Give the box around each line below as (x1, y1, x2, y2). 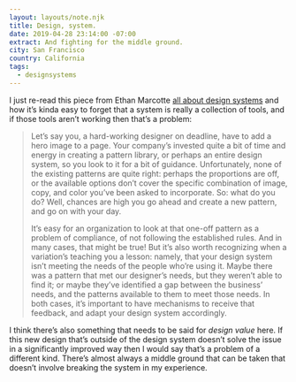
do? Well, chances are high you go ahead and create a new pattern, (30, 196, 277, 207)
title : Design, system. (9, 21, 97, 30)
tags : (9, 63, 29, 72)
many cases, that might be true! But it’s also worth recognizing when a (30, 241, 287, 252)
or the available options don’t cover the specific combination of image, (30, 178, 288, 188)
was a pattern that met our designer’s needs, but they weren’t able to (30, 270, 283, 280)
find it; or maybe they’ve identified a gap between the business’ (30, 279, 263, 290)
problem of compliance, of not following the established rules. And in (30, 232, 283, 243)
